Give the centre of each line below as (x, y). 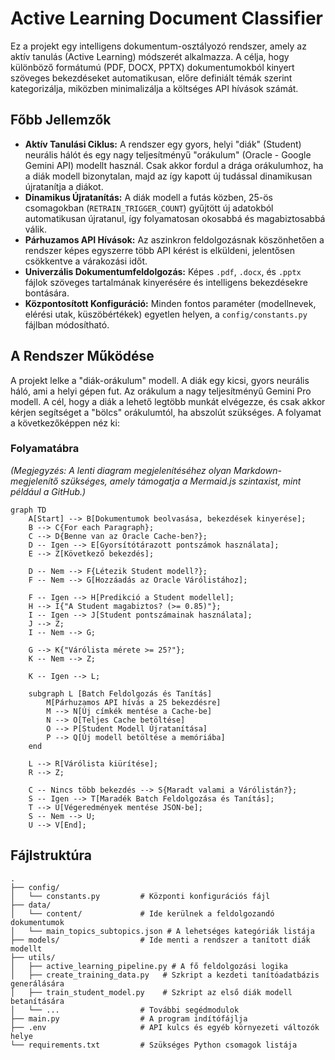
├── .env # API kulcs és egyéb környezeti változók (165, 1027)
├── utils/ (33, 957)
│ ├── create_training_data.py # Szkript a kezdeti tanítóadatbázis (165, 975)
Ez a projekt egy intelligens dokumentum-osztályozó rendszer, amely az (158, 46)
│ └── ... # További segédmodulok (125, 1010)
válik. (35, 229)
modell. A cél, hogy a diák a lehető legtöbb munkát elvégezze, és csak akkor (168, 401)
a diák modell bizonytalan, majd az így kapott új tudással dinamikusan (168, 176)
